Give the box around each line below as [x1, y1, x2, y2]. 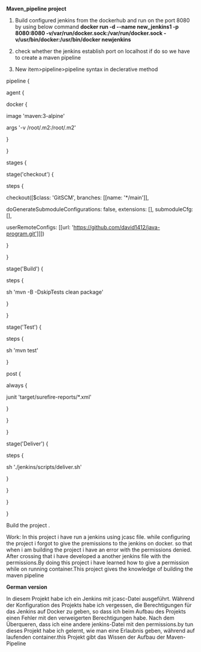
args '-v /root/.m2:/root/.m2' [6, 124, 76, 131]
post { [6, 370, 21, 377]
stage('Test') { [6, 323, 42, 331]
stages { [6, 159, 27, 166]
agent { [6, 89, 25, 96]
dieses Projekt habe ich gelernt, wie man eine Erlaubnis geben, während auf [6, 627, 195, 634]
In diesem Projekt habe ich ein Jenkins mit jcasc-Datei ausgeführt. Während [6, 595, 194, 602]
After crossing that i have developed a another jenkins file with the [6, 553, 170, 559]
